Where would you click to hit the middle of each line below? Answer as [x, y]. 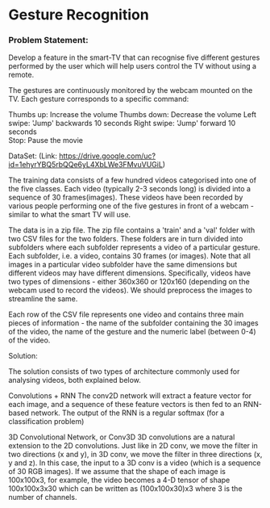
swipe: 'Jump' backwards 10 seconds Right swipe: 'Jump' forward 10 [122, 124]
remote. [21, 75]
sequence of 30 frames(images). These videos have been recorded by [126, 197]
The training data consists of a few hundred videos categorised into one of [132, 180]
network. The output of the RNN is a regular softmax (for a [128, 413]
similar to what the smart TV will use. [70, 215]
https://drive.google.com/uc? [107, 156]
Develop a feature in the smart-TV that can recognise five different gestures [134, 57]
